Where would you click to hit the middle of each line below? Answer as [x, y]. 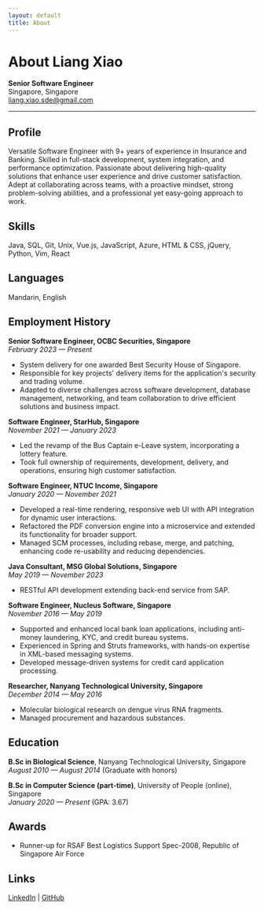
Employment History [60, 322]
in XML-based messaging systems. [76, 653]
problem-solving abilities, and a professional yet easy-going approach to [126, 193]
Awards [27, 826]
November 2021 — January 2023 [62, 430]
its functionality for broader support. [78, 534]
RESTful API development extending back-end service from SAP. [125, 590]
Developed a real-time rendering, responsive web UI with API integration [137, 509]
